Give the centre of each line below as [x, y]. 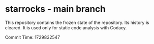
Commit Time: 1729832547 [32, 37]
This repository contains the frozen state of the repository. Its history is [77, 22]
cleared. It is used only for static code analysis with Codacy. [66, 27]
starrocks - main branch [55, 9]
